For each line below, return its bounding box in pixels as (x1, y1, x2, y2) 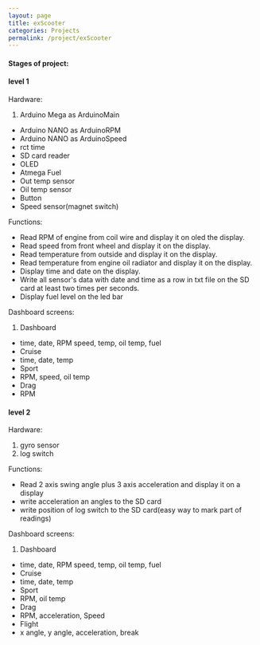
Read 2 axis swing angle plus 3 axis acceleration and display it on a (19, 480, 241, 490)
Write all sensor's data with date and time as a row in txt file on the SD (19, 275, 250, 285)
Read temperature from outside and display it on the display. (19, 250, 218, 259)
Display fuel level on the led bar (19, 292, 123, 301)
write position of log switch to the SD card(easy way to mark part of (19, 505, 243, 515)
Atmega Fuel (19, 168, 62, 178)
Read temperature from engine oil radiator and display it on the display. (19, 258, 253, 268)
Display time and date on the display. (19, 266, 141, 276)
